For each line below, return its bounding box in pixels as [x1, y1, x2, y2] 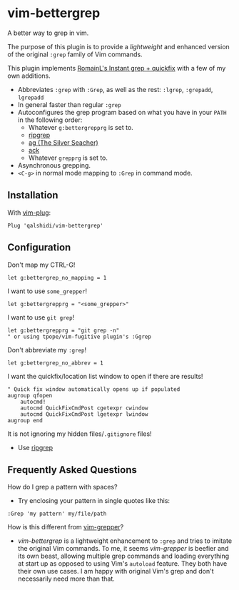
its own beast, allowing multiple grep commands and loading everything [17, 551, 230, 561]
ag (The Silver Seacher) [28, 138, 98, 147]
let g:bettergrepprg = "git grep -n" [7, 327, 120, 334]
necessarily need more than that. [17, 574, 116, 583]
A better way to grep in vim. [7, 29, 89, 37]
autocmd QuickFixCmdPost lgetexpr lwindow [20, 410, 148, 418]
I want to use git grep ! [7, 312, 75, 322]
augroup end [7, 417, 43, 424]
